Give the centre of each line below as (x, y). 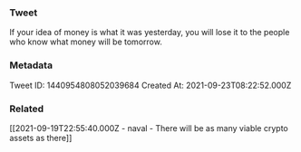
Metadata (31, 65)
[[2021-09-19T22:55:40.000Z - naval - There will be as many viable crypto (149, 128)
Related (27, 109)
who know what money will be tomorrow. (86, 42)
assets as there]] (41, 138)
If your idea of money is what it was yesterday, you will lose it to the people (150, 33)
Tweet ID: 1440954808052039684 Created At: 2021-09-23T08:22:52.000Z (150, 85)
